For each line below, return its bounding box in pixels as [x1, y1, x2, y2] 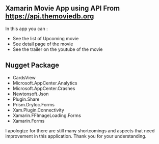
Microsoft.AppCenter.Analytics [12, 80, 77, 86]
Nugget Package [5, 61, 60, 70]
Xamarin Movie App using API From [5, 4, 120, 13]
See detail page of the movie [12, 41, 73, 47]
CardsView [12, 74, 36, 80]
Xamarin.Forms [12, 118, 45, 124]
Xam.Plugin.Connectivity [12, 107, 65, 113]
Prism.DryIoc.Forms [12, 101, 55, 107]
